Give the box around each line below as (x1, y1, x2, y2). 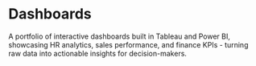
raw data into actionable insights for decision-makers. (8, 48, 188, 58)
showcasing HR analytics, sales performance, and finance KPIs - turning (8, 39, 249, 49)
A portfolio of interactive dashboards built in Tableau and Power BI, (8, 31, 231, 41)
